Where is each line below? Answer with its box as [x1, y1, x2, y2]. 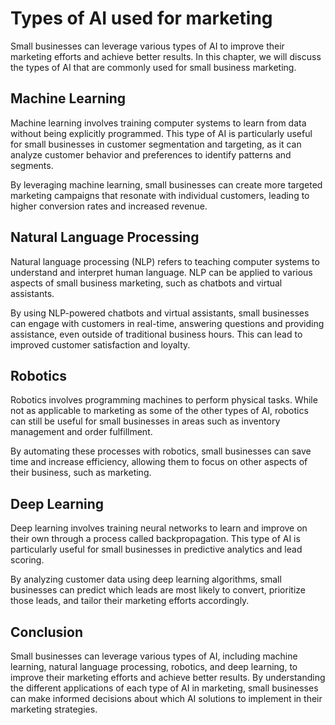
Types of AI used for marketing [10, 7, 273, 30]
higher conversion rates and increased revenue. [10, 200, 208, 212]
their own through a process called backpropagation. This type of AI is [10, 533, 301, 545]
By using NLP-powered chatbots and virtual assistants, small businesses [10, 307, 310, 319]
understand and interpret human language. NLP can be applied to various [10, 266, 313, 278]
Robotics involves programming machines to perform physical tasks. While [10, 394, 318, 406]
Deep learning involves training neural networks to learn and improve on [10, 522, 308, 534]
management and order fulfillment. [10, 426, 153, 438]
